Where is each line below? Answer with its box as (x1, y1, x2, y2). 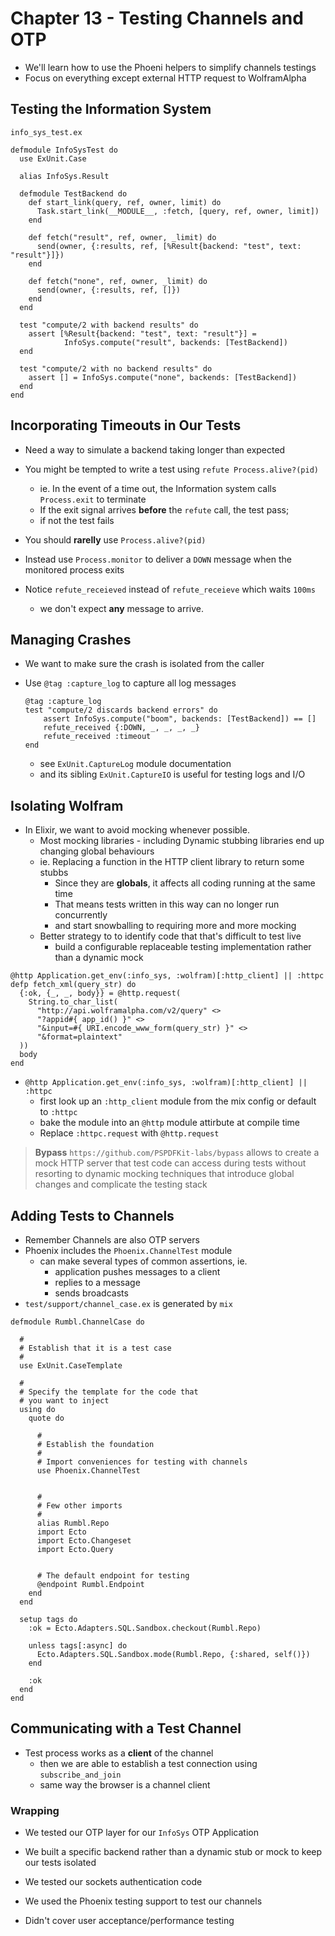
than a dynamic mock (54, 952, 144, 964)
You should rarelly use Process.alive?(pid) (24, 533, 207, 546)
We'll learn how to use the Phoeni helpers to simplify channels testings (24, 61, 317, 73)
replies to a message (54, 1277, 141, 1288)
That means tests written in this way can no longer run (54, 898, 280, 911)
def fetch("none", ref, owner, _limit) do (28, 276, 208, 286)
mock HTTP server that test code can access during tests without (34, 1157, 307, 1169)
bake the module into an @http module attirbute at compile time (39, 1117, 301, 1129)
